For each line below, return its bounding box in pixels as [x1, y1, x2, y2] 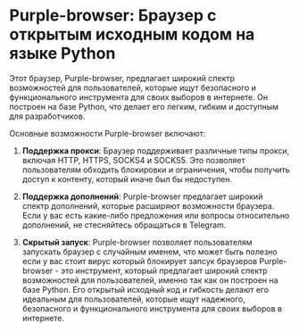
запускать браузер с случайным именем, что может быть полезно [21, 246, 278, 257]
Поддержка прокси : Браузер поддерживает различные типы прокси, [21, 145, 290, 156]
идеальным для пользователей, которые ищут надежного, [21, 294, 245, 304]
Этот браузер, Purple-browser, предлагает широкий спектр [9, 72, 235, 83]
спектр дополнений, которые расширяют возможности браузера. [21, 200, 275, 211]
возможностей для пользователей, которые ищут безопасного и [9, 82, 257, 93]
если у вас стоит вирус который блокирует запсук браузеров [21, 255, 258, 266]
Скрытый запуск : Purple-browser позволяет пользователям [21, 237, 253, 247]
